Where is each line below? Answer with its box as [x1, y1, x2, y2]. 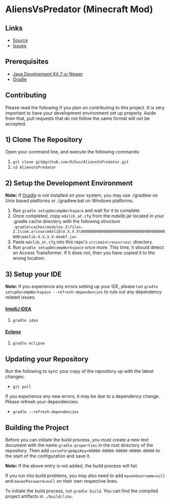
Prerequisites [5, 57, 49, 66]
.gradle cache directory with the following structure [12, 218, 120, 225]
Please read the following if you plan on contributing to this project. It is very [5, 104, 165, 110]
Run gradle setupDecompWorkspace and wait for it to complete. [12, 207, 141, 214]
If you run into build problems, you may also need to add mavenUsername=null [5, 472, 165, 479]
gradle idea [12, 318, 38, 323]
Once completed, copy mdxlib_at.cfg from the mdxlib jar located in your [12, 213, 164, 219]
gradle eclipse [12, 341, 45, 346]
